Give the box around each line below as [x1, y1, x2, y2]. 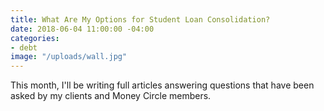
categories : [10, 33, 60, 43]
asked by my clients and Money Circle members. [10, 90, 212, 102]
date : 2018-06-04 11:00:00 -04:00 [10, 24, 155, 34]
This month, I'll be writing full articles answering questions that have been [10, 79, 315, 91]
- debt [10, 42, 38, 53]
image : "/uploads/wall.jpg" [10, 52, 128, 62]
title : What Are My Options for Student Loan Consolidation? [10, 14, 271, 25]
